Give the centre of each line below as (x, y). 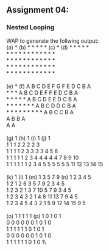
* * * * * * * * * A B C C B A (40, 112)
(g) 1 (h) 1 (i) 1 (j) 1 (28, 138)
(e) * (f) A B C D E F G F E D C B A (49, 86)
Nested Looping (30, 27)
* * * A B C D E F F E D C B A (42, 93)
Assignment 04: (37, 10)
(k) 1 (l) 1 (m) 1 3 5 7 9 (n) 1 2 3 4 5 (49, 177)
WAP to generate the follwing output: (53, 41)
